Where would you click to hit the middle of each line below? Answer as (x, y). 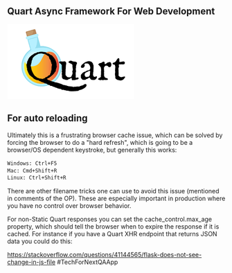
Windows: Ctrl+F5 (32, 163)
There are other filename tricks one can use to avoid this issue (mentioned (113, 191)
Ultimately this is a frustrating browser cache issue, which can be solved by (115, 135)
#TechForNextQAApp (87, 262)
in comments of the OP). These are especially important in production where (116, 199)
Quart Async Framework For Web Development (111, 11)
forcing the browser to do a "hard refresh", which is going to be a (100, 142)
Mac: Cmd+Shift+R (32, 170)
